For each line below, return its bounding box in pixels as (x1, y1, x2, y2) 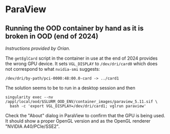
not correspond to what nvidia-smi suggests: (5, 66, 100, 72)
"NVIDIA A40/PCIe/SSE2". (5, 123, 60, 129)
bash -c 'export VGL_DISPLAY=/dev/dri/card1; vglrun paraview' (10, 103, 146, 109)
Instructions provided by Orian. (5, 45, 71, 51)
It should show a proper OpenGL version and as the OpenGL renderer (5, 118, 151, 124)
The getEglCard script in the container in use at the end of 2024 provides (5, 55, 158, 61)
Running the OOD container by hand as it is (5, 24, 144, 33)
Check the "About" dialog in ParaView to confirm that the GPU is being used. (5, 113, 165, 118)
